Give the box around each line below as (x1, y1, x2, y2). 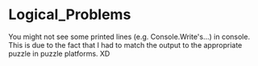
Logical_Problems (8, 6, 131, 24)
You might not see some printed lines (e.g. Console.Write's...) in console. (8, 32, 251, 41)
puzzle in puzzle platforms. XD (8, 49, 110, 58)
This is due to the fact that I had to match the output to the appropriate (8, 40, 243, 49)
